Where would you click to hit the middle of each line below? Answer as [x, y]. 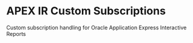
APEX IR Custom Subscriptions [86, 11]
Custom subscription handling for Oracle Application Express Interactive [96, 27]
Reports [16, 33]
